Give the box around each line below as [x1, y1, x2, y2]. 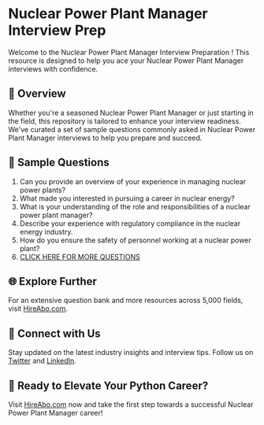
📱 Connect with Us [8, 327, 101, 340]
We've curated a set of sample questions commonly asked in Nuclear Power [8, 124, 256, 134]
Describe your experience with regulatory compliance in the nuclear [19, 218, 241, 228]
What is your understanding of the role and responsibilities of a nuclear [19, 201, 251, 211]
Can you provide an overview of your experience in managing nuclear [19, 176, 247, 186]
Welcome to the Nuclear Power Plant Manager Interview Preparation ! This [8, 47, 250, 57]
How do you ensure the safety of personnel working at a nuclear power [19, 235, 252, 245]
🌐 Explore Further [8, 275, 97, 288]
